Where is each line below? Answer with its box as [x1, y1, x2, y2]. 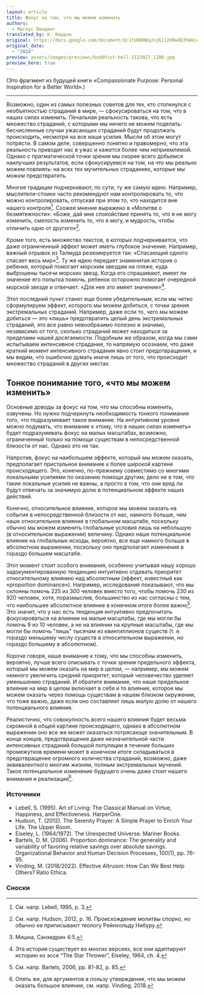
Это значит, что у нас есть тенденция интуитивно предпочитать [6, 608, 173, 615]
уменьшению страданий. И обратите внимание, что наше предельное [6, 678, 189, 685]
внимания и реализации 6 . [6, 774, 73, 782]
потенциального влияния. [6, 704, 73, 711]
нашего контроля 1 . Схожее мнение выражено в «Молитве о [6, 203, 162, 211]
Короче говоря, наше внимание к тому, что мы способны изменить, [6, 652, 183, 659]
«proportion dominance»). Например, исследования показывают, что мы [6, 581, 194, 588]
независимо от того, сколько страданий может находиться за [6, 328, 168, 335]
